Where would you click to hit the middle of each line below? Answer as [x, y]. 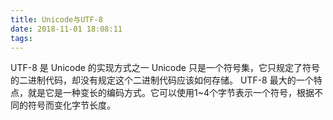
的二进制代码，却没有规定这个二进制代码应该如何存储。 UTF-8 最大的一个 [162, 80]
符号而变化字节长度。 [71, 105]
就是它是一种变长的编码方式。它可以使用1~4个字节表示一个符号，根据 [171, 93]
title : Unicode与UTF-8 [56, 19]
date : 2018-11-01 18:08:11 [66, 29]
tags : [21, 38]
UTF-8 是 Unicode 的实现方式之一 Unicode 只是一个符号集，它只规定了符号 [165, 68]
